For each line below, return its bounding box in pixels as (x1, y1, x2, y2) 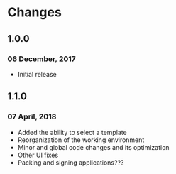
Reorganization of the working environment (17, 136, 145, 144)
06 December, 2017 (7, 54, 76, 64)
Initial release (17, 70, 57, 78)
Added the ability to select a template (17, 128, 127, 136)
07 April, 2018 (7, 112, 57, 121)
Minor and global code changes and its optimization (17, 143, 170, 151)
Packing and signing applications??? (17, 158, 124, 167)
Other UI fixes (17, 151, 59, 159)
